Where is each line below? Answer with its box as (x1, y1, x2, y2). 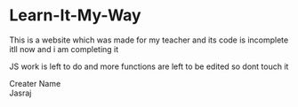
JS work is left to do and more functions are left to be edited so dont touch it (9, 61, 289, 72)
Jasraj (9, 88, 32, 98)
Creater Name (9, 78, 61, 88)
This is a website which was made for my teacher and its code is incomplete (9, 34, 289, 45)
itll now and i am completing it (9, 43, 119, 54)
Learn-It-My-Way (9, 5, 141, 26)
